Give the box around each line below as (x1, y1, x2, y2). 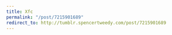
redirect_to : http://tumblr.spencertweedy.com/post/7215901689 (6, 20, 167, 26)
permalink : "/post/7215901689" (6, 14, 84, 20)
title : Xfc (6, 8, 33, 15)
